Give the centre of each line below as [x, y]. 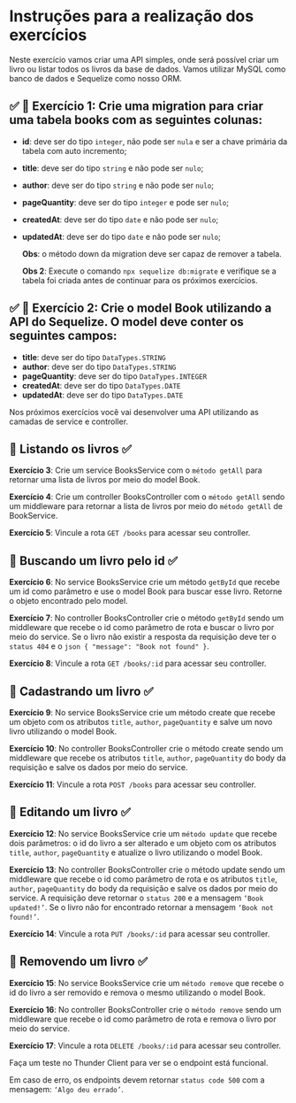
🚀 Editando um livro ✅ [70, 812]
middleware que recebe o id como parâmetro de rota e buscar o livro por [142, 628]
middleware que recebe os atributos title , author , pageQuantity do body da [148, 758]
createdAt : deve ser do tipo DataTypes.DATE [101, 385]
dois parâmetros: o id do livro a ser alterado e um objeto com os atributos [143, 843]
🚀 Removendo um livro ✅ [79, 962]
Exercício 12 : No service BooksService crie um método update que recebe [143, 833]
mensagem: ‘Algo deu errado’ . [66, 1089]
